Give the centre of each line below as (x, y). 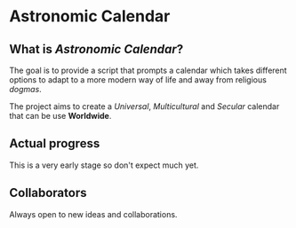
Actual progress (55, 144)
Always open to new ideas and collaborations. (93, 214)
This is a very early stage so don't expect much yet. (104, 165)
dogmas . (25, 89)
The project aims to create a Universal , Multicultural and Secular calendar (144, 106)
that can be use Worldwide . (60, 116)
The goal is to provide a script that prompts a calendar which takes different (148, 70)
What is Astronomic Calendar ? (96, 49)
